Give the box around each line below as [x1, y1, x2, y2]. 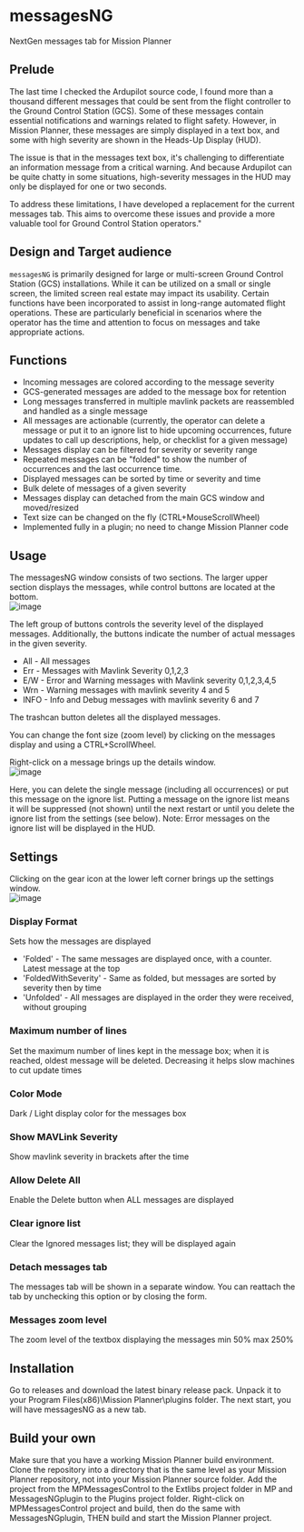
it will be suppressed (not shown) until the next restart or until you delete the [9, 804, 295, 815]
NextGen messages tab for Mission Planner [9, 35, 172, 46]
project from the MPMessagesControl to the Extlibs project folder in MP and [9, 1484, 293, 1494]
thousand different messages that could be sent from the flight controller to [9, 95, 291, 106]
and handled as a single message [22, 406, 148, 416]
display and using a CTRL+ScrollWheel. [9, 739, 157, 750]
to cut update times [9, 1065, 83, 1076]
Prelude [9, 62, 54, 77]
